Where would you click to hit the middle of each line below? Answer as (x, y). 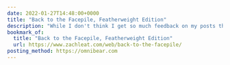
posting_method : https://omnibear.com (62, 51)
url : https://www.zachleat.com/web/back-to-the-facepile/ (98, 45)
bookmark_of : (26, 32)
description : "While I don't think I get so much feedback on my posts (111, 26)
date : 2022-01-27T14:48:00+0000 (53, 13)
